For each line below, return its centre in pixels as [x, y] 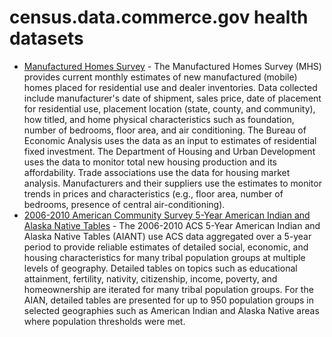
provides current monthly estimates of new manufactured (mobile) [160, 77]
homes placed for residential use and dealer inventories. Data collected [170, 87]
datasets [46, 38]
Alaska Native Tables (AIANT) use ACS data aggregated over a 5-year [167, 236]
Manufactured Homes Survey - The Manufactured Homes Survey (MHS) [172, 66]
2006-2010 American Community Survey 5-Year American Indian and [167, 215]
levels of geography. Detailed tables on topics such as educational [160, 268]
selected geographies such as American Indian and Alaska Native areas [171, 310]
